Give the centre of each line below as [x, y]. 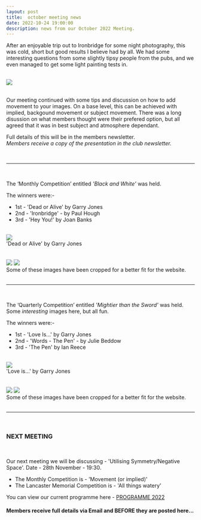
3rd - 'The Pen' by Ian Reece [50, 347]
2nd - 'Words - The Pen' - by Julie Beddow [68, 341]
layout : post [22, 12]
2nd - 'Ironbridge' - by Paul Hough [57, 214]
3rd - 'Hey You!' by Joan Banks [53, 220]
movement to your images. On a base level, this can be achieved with [92, 107]
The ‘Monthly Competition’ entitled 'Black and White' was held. [84, 184]
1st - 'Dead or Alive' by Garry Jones [59, 207]
